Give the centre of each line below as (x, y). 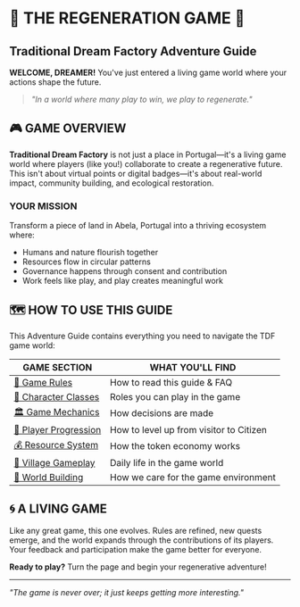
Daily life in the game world (167, 462)
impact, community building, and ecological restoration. (112, 183)
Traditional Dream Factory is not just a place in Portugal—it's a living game (148, 154)
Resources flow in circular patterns (87, 262)
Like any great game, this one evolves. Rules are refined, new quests (136, 530)
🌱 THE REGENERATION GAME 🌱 (127, 18)
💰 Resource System (56, 445)
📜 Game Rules (43, 382)
